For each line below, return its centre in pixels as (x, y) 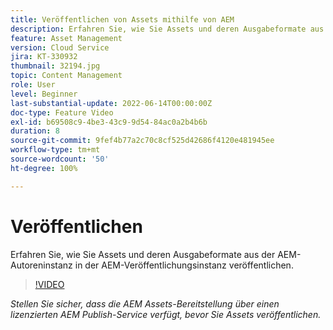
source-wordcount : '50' (60, 159)
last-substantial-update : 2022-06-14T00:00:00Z (111, 103)
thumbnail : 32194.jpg (55, 66)
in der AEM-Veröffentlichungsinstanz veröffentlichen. (184, 265)
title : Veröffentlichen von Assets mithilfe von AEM (122, 19)
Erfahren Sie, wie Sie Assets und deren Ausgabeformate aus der (143, 254)
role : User (33, 85)
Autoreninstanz (41, 265)
